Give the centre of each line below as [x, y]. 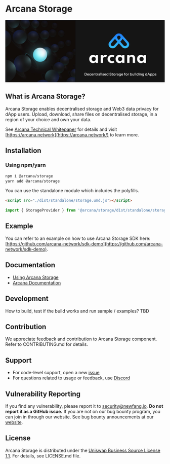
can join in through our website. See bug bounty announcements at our [79, 417]
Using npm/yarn [26, 165]
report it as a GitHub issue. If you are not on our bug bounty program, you [83, 411]
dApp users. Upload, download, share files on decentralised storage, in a [81, 114]
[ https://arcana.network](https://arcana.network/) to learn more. [72, 134]
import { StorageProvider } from [40, 210]
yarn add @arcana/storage [32, 181]
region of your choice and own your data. [48, 119]
